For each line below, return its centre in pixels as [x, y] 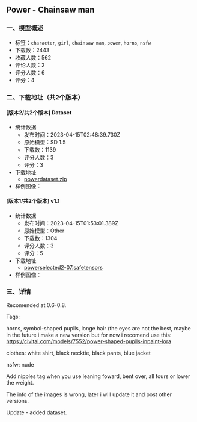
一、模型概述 [25, 28]
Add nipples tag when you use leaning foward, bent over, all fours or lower [98, 376]
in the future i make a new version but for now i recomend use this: [89, 335]
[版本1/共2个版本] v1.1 [33, 201]
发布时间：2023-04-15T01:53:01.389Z [71, 223]
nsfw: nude [20, 365]
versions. [17, 401]
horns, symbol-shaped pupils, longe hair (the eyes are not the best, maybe [98, 329]
